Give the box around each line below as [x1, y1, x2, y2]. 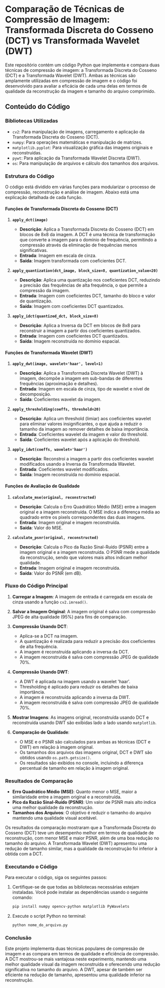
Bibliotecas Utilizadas [5, 117, 58, 124]
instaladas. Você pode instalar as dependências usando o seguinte [12, 889, 148, 895]
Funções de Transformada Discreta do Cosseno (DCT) [5, 205, 118, 211]
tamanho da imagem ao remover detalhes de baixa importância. [19, 426, 149, 432]
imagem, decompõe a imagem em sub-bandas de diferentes [19, 375, 143, 382]
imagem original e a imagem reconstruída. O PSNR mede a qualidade [19, 549, 160, 555]
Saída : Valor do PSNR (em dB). [19, 570, 82, 576]
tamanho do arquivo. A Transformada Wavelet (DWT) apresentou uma [5, 840, 147, 846]
